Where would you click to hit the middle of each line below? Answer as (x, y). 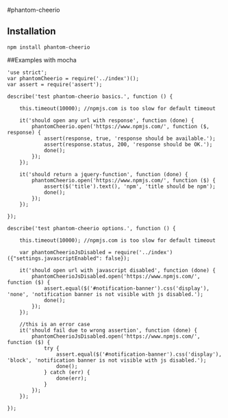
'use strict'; (27, 72)
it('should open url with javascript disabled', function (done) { (117, 270)
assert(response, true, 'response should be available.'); (129, 138)
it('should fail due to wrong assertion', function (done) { (108, 330)
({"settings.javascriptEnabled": (55, 258)
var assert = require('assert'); (55, 84)
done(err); (72, 378)
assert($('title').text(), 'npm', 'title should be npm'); (129, 186)
